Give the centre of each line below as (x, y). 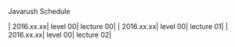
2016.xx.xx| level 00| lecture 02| (60, 35)
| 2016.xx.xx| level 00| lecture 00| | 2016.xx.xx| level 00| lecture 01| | (118, 26)
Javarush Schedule (39, 11)
